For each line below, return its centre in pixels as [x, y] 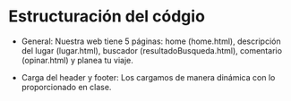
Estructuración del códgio [107, 17]
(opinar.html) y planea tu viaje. [77, 60]
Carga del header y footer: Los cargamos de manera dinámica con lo [148, 77]
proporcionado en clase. [66, 87]
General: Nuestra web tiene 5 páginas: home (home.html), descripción [151, 41]
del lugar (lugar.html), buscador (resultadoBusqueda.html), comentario [152, 50]
